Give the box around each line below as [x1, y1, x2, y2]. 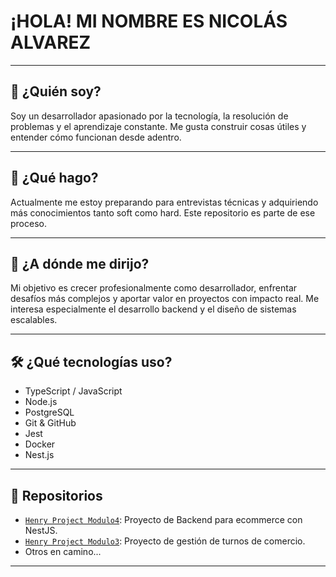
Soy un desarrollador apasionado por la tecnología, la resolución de [10, 110, 289, 122]
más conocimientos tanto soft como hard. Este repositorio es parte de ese [10, 206, 316, 219]
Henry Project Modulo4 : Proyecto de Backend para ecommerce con [24, 514, 303, 525]
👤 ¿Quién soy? [10, 83, 102, 100]
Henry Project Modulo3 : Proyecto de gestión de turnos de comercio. [24, 535, 306, 547]
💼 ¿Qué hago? [10, 170, 99, 187]
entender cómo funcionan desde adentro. [10, 131, 182, 143]
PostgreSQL [24, 406, 75, 419]
